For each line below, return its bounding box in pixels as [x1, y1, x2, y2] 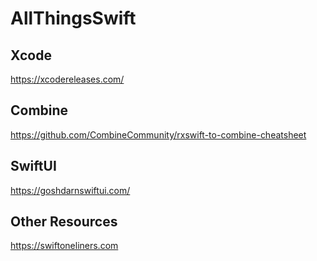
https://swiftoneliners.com [10, 240, 119, 252]
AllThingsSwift [10, 7, 137, 30]
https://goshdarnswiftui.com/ [10, 184, 131, 196]
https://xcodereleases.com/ [10, 73, 125, 85]
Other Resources [10, 213, 118, 231]
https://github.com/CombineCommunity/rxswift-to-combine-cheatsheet [10, 128, 307, 141]
